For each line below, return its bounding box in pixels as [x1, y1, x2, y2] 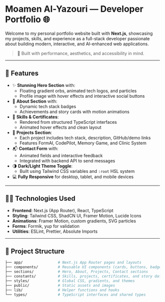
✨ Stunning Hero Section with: [12, 82, 76, 88]
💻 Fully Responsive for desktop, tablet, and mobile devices [12, 173, 134, 180]
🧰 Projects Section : [12, 129, 53, 136]
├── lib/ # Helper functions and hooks [5, 287, 120, 293]
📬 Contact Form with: [12, 145, 59, 151]
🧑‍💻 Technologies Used [5, 194, 76, 203]
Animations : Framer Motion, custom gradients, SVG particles [12, 218, 137, 224]
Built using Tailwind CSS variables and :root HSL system [19, 168, 135, 174]
